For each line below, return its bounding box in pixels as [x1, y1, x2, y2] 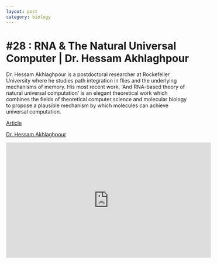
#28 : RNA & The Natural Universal [6, 39, 177, 53]
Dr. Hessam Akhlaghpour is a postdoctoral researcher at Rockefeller [6, 71, 170, 78]
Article [6, 119, 22, 126]
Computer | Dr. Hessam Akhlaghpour [6, 52, 189, 65]
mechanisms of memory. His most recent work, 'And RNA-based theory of [6, 83, 185, 91]
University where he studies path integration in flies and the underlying [6, 77, 177, 84]
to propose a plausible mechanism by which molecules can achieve [6, 102, 168, 109]
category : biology [6, 14, 51, 20]
